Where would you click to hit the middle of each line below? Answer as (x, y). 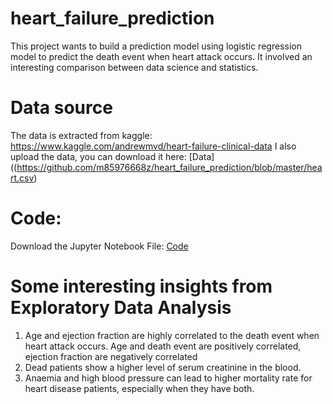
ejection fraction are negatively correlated (111, 356)
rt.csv (22, 178)
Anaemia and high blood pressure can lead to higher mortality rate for (168, 378)
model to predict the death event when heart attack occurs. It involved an (161, 56)
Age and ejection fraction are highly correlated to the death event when (172, 335)
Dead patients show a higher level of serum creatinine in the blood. (163, 367)
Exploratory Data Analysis (121, 308)
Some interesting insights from (141, 286)
